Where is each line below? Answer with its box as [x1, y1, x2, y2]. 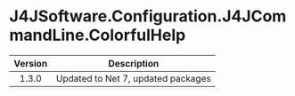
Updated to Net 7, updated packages [56, 72, 211, 84]
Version [13, 57, 48, 69]
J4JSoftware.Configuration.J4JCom [9, 6, 287, 27]
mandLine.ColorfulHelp [9, 25, 186, 45]
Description [108, 57, 160, 69]
